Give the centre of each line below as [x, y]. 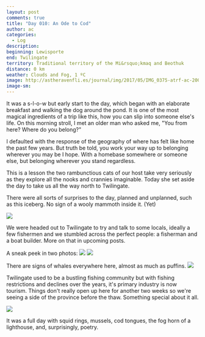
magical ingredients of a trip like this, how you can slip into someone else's [100, 116]
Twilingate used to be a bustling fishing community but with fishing [91, 278]
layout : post [23, 12]
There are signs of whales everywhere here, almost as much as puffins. [96, 266]
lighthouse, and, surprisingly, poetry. [52, 327]
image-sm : [19, 86]
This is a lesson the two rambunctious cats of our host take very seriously [99, 173]
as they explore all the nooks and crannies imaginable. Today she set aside [100, 179]
